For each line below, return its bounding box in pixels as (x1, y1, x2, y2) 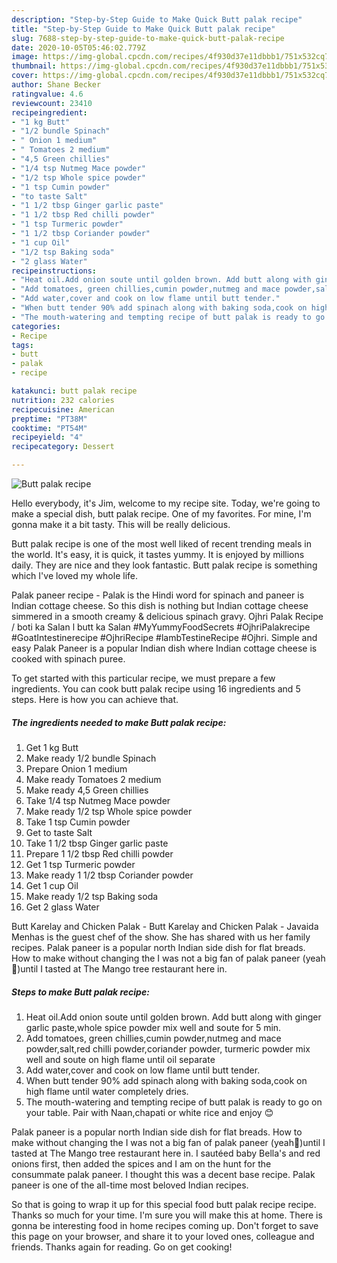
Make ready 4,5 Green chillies (25, 784, 149, 796)
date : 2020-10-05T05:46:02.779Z (11, 42, 146, 53)
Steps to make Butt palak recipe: (11, 986, 150, 998)
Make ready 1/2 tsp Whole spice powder (25, 805, 193, 817)
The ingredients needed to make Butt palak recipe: (11, 716, 227, 728)
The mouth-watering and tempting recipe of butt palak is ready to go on (25, 1096, 323, 1108)
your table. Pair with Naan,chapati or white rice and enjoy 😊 (25, 1106, 274, 1118)
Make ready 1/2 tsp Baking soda (25, 890, 159, 902)
